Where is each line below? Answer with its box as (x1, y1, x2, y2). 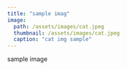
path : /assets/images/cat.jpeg (13, 23, 105, 30)
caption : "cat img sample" (13, 36, 92, 43)
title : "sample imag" (7, 10, 70, 17)
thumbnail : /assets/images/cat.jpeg (13, 29, 120, 37)
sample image (7, 55, 47, 63)
